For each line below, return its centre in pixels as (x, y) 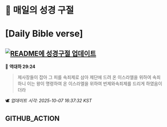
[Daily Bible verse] (44, 34)
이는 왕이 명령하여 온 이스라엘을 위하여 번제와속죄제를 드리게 (86, 84)
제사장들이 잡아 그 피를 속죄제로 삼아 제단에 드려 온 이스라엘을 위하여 (84, 77)
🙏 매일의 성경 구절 (40, 10)
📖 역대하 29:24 (20, 67)
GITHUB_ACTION (33, 118)
